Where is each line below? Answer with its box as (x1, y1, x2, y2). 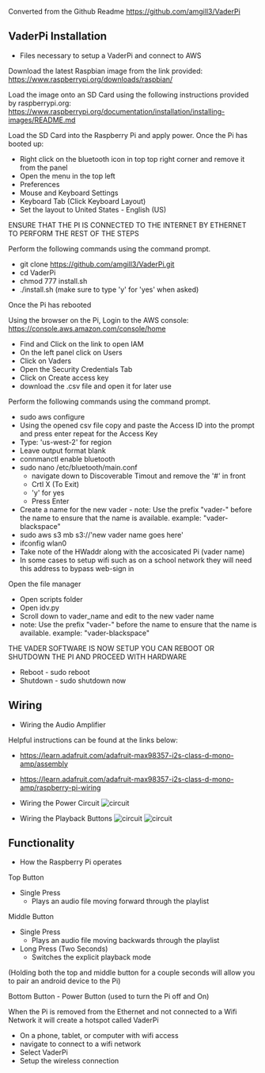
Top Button (8, 872, 44, 883)
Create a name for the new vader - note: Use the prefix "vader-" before (19, 504, 252, 514)
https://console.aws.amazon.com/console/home (8, 324, 166, 333)
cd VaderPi (19, 267, 56, 277)
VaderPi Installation (8, 29, 108, 43)
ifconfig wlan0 (19, 538, 67, 548)
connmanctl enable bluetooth (19, 454, 115, 463)
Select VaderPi (19, 1048, 69, 1057)
